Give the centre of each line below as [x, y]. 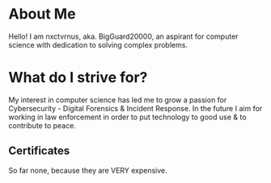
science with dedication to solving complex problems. [98, 44]
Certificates [39, 151]
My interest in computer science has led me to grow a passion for [118, 100]
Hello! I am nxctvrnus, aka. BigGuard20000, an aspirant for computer [123, 36]
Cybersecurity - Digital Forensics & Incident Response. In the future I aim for [135, 108]
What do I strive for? [78, 78]
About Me [42, 14]
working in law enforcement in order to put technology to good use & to [127, 117]
